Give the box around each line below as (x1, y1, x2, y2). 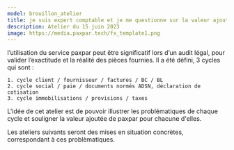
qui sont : (7, 63, 34, 72)
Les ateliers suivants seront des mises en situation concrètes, (7, 128, 184, 136)
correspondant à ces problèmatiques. (7, 135, 115, 144)
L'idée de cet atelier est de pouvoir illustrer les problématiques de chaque (7, 107, 218, 115)
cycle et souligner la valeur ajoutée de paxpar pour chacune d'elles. (7, 115, 202, 123)
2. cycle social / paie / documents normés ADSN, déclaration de (7, 83, 201, 90)
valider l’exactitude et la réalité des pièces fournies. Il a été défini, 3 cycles (7, 56, 221, 65)
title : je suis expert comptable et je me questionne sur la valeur (7, 17, 210, 24)
